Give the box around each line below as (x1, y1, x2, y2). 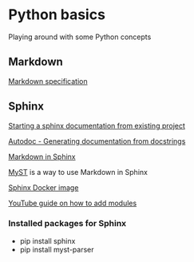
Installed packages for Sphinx (8, 218, 127, 229)
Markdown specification (8, 76, 88, 85)
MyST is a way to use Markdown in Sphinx (8, 167, 148, 177)
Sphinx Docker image (8, 182, 79, 193)
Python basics (8, 6, 106, 24)
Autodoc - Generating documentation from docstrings (8, 136, 186, 145)
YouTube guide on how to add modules (8, 198, 137, 208)
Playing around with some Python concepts (8, 32, 152, 42)
